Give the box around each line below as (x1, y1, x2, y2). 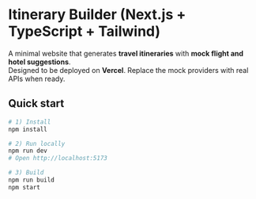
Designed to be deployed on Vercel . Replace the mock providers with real (8, 65, 249, 75)
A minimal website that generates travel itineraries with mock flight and (8, 48, 243, 58)
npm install (8, 125, 47, 133)
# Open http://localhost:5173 (8, 155, 108, 163)
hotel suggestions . (8, 57, 71, 67)
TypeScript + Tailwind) (8, 22, 160, 40)
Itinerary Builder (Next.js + (8, 6, 186, 24)
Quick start (8, 97, 65, 110)
